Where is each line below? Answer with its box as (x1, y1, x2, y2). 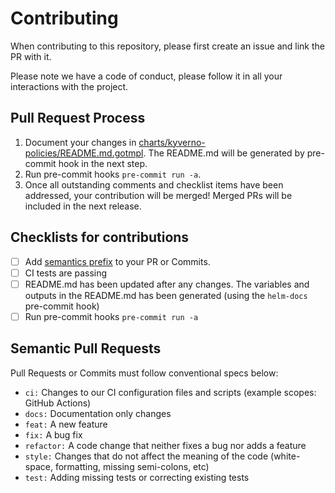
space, (24, 460, 53, 472)
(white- (270, 450, 301, 462)
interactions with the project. (10, 80, 129, 92)
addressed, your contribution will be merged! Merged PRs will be (24, 189, 293, 201)
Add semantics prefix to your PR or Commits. (24, 255, 211, 267)
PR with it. (10, 50, 52, 62)
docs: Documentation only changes (24, 407, 172, 419)
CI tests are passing (24, 267, 108, 279)
